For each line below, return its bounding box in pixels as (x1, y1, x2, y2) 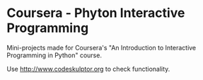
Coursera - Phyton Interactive (6, 5, 185, 21)
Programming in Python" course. (6, 51, 102, 59)
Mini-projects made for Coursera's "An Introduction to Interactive (6, 43, 197, 52)
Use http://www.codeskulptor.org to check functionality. (6, 64, 170, 73)
